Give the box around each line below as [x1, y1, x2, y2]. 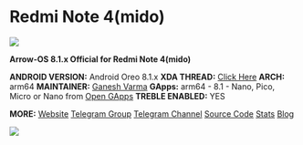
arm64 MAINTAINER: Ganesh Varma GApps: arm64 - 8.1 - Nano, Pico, [9, 80, 276, 92]
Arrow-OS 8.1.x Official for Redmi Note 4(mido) [9, 53, 192, 65]
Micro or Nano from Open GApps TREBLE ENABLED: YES [9, 90, 225, 101]
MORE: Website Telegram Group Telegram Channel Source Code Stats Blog [9, 108, 295, 119]
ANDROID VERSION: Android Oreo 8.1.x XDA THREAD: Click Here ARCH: [9, 71, 286, 82]
